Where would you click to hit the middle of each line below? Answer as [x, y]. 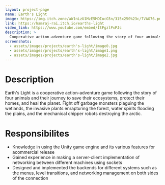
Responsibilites [37, 133]
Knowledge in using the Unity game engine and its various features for [83, 147]
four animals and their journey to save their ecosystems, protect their [75, 98]
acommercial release [33, 152]
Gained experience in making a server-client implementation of [76, 158]
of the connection [30, 178]
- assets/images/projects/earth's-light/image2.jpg [64, 55]
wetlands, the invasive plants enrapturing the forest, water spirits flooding [80, 109]
